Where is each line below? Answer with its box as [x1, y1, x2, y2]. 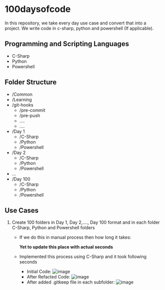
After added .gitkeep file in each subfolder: [26, 279, 115, 285]
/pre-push [19, 112, 40, 118]
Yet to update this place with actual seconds [19, 244, 113, 250]
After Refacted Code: [26, 274, 70, 280]
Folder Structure [4, 78, 57, 87]
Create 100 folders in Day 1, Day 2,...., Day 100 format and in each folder [11, 219, 160, 225]
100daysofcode [4, 3, 71, 15]
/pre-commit [19, 107, 45, 113]
